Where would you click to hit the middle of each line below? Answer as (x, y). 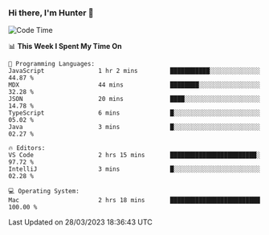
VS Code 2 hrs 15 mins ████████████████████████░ (134, 156)
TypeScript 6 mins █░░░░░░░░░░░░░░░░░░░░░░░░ (134, 113)
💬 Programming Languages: (51, 64)
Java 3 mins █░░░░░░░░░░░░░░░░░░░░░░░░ (134, 128)
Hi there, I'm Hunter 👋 (51, 13)
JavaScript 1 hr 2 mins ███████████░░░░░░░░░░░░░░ (134, 71)
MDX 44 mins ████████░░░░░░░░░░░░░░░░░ (134, 85)
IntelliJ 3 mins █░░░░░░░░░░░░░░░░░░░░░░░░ (134, 169)
